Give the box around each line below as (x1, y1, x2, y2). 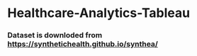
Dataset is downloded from (7, 30, 103, 40)
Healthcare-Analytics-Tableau (7, 5, 190, 21)
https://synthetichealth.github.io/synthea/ (7, 39, 158, 49)
